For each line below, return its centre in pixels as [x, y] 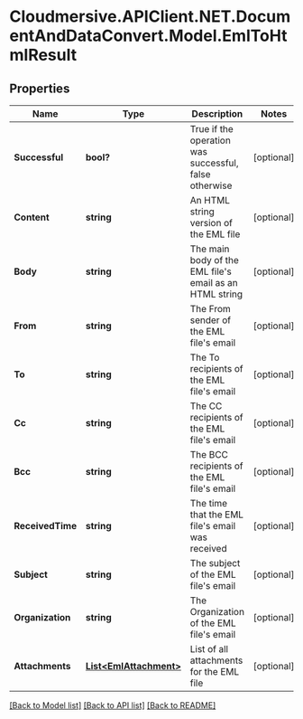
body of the [214, 260]
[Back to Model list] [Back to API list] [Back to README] [113, 705]
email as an [214, 283]
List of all [209, 649]
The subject [215, 563]
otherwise [211, 185]
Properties [40, 88]
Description [217, 114]
